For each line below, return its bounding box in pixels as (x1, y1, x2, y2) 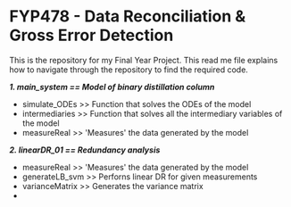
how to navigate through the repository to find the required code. (9, 64, 248, 75)
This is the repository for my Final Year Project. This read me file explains (9, 54, 279, 65)
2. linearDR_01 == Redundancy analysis (9, 145, 161, 155)
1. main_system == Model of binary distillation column (9, 81, 215, 92)
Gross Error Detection (9, 25, 174, 46)
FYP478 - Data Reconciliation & (9, 6, 246, 27)
